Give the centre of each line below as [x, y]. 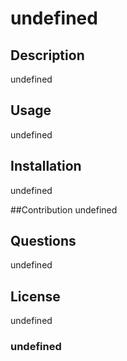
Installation [46, 166]
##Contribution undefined [64, 209]
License [35, 296]
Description [47, 55]
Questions [43, 241]
